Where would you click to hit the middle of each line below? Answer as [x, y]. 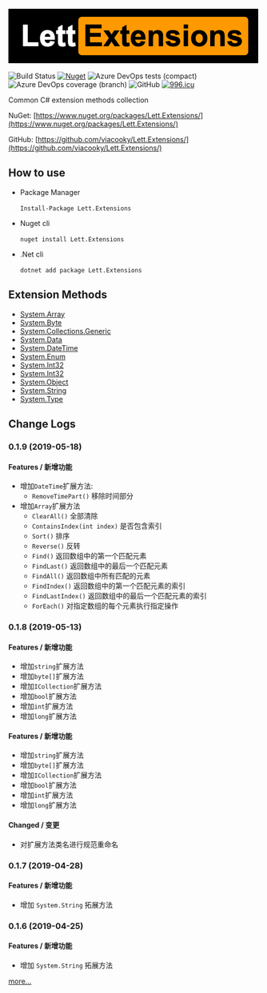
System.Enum [43, 356]
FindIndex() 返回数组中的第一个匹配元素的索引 [109, 586]
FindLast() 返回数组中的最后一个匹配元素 [100, 566]
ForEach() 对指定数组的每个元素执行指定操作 [105, 606]
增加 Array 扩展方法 [50, 506]
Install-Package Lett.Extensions [76, 209]
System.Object [44, 382]
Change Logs [42, 424]
